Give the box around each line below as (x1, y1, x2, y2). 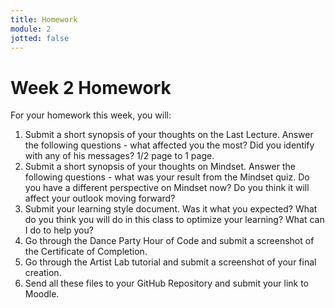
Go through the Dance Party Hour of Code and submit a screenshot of (24, 235, 315, 247)
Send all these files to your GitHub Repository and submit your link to (24, 277, 310, 290)
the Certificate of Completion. (24, 246, 148, 258)
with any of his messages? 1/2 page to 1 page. (24, 150, 215, 162)
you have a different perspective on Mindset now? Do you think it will (24, 182, 310, 194)
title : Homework (10, 14, 78, 25)
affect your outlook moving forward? (24, 192, 176, 205)
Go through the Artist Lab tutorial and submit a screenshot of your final (24, 256, 317, 268)
